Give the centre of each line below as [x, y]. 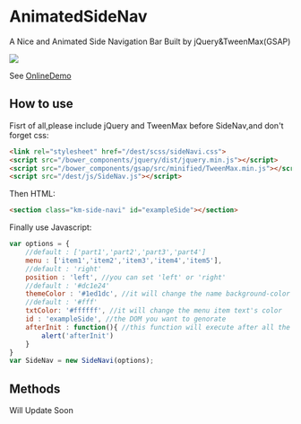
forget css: [29, 135]
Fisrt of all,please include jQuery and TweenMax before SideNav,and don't [146, 125]
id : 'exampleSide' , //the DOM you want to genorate [126, 319]
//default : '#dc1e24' [68, 286]
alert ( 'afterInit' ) [78, 336]
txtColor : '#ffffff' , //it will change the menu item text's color [154, 311]
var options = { [39, 244]
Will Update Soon [41, 411]
